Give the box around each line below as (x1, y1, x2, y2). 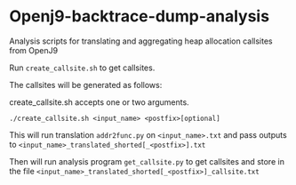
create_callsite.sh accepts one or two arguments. (9, 96, 189, 108)
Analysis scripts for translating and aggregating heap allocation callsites (9, 36, 273, 46)
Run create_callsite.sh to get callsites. (9, 62, 156, 73)
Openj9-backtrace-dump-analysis (9, 6, 269, 27)
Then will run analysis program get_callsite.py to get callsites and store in (9, 156, 284, 166)
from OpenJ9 (9, 44, 59, 55)
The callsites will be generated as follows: (9, 79, 163, 90)
